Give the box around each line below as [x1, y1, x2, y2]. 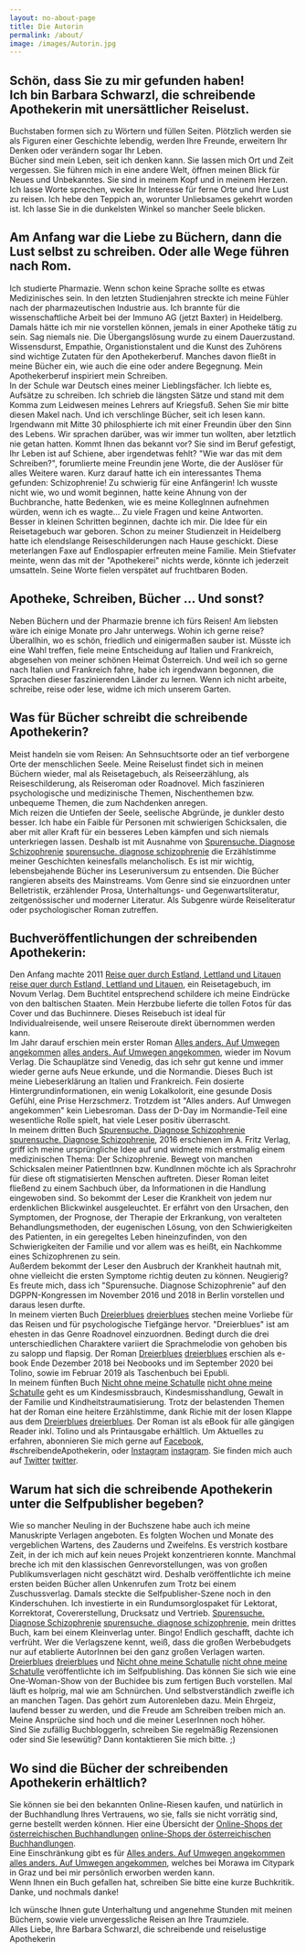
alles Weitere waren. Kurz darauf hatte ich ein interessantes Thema [9, 467, 262, 478]
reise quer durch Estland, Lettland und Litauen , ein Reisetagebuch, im [9, 979, 271, 990]
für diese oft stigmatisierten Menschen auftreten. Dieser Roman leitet [9, 1173, 269, 1185]
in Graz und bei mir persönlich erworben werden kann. [9, 1867, 215, 1878]
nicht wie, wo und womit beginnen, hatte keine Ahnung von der [9, 487, 248, 498]
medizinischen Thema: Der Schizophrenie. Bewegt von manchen [9, 1154, 253, 1164]
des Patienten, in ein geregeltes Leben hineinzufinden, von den [9, 1231, 248, 1242]
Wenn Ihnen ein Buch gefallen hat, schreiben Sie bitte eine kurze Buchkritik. [9, 1876, 295, 1887]
